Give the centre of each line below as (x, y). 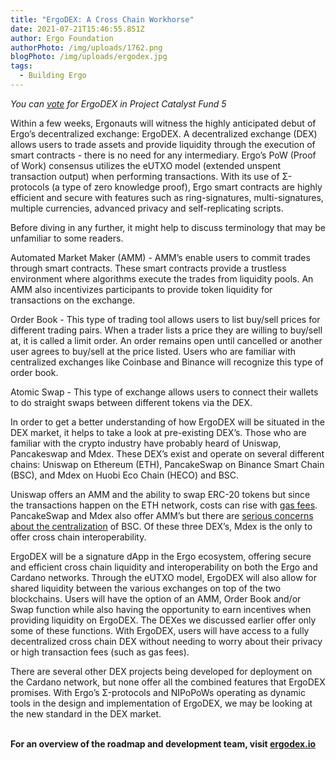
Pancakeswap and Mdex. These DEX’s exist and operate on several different (167, 453)
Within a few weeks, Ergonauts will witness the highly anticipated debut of (163, 123)
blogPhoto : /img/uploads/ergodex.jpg (89, 57)
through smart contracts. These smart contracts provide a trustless (148, 268)
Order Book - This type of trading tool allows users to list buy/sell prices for (165, 319)
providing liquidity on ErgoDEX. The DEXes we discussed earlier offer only (163, 620)
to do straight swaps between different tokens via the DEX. (131, 402)
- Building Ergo (53, 76)
